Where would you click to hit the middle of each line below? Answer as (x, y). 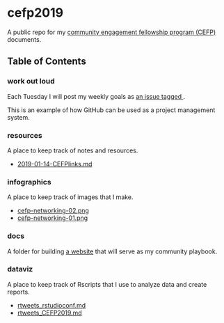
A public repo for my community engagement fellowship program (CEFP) (112, 32)
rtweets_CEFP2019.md (49, 313)
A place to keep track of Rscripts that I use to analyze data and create (107, 284)
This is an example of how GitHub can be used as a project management (111, 110)
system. (18, 117)
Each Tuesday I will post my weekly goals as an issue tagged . (96, 96)
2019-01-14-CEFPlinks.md (55, 164)
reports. (18, 292)
